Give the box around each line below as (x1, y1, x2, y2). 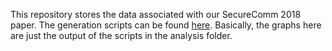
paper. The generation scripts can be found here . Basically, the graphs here (10, 19, 322, 31)
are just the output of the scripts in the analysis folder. (10, 30, 233, 41)
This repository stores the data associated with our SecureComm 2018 (10, 9, 302, 20)
